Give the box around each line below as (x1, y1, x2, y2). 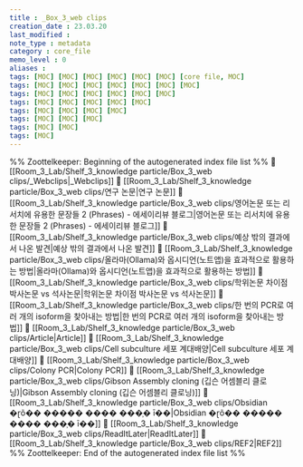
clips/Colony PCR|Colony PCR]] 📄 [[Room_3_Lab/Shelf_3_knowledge (9, 365, 265, 375)
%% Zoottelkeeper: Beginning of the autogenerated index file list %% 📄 (9, 156, 277, 167)
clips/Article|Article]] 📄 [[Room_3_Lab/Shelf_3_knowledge (9, 332, 224, 343)
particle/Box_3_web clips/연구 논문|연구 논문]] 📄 (9, 186, 184, 197)
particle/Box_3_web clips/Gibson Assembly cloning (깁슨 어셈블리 (9, 375, 251, 386)
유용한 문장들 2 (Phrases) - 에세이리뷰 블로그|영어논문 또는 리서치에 (33, 209, 274, 219)
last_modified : (9, 30, 71, 39)
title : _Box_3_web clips (9, 13, 107, 23)
